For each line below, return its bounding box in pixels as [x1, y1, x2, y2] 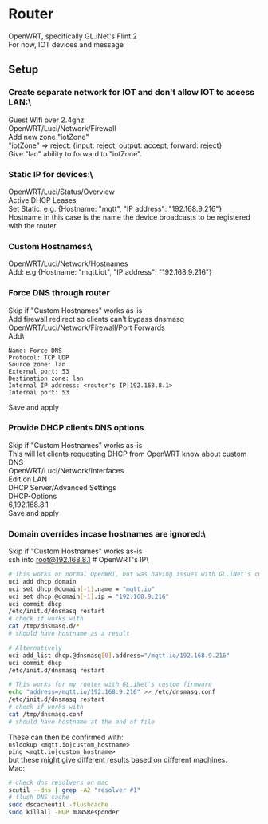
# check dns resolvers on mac [8, 778, 109, 786]
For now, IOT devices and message [8, 39, 124, 49]
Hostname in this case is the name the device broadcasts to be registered [8, 212, 250, 222]
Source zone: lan [8, 360, 66, 368]
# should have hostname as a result [8, 630, 130, 638]
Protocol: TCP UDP [8, 353, 69, 362]
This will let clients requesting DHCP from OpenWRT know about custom [8, 449, 247, 458]
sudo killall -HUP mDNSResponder [8, 808, 120, 817]
